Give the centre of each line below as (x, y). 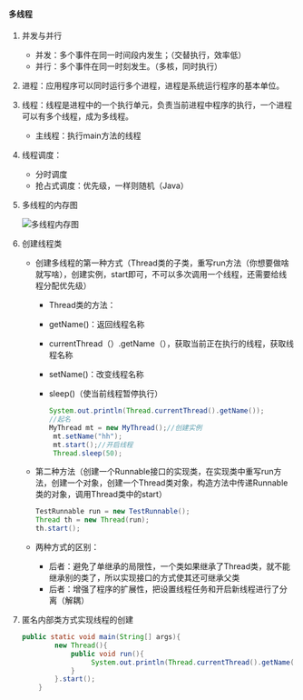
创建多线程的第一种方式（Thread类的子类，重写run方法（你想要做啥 (162, 263)
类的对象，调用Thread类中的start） (101, 495)
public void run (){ (107, 654)
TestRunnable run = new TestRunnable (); (112, 512)
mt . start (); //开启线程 (93, 445)
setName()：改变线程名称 (96, 375)
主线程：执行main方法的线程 (88, 135)
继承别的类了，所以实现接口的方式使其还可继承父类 (144, 578)
